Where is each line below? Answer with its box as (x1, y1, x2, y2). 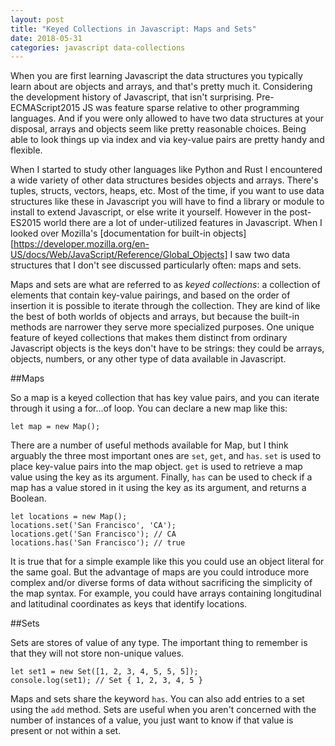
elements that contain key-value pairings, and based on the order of (10, 289, 291, 301)
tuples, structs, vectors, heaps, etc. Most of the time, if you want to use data (10, 185, 325, 197)
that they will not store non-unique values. (10, 647, 185, 660)
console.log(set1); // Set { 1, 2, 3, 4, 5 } (10, 676, 203, 686)
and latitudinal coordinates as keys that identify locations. (10, 598, 248, 610)
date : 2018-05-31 (10, 33, 83, 43)
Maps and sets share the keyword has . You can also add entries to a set (10, 693, 305, 705)
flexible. (10, 144, 43, 156)
